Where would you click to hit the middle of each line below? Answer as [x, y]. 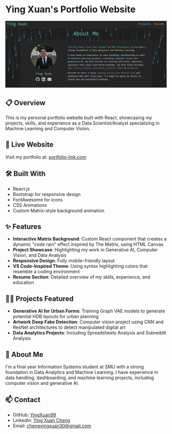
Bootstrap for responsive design [47, 194]
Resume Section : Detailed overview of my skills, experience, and [81, 277]
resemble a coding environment [46, 272]
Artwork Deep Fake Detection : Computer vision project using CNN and [88, 322]
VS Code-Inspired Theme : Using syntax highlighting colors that [80, 266]
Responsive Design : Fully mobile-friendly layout [64, 261]
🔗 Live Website [29, 145]
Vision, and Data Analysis [39, 255]
